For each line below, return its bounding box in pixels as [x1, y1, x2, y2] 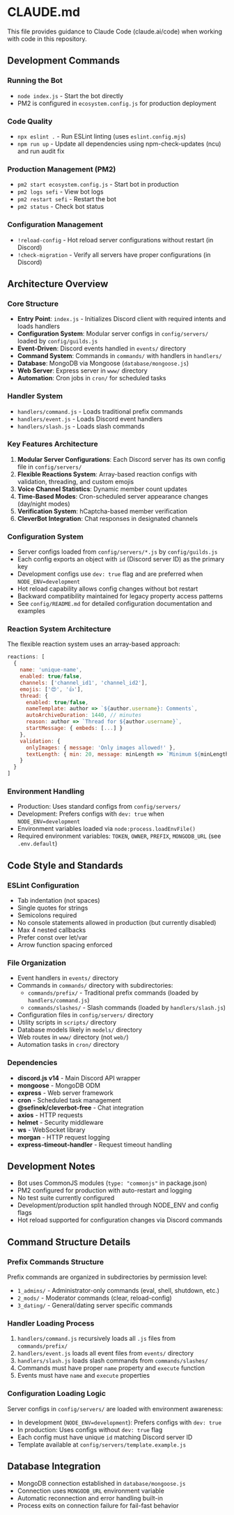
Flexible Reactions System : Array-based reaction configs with [17, 469, 197, 478]
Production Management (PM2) [7, 164, 116, 174]
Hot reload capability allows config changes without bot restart [17, 584, 198, 593]
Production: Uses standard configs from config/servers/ [17, 802, 181, 811]
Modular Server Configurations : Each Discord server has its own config [17, 455, 226, 463]
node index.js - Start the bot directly [17, 91, 124, 100]
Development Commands [7, 55, 120, 67]
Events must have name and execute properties [17, 1372, 150, 1380]
